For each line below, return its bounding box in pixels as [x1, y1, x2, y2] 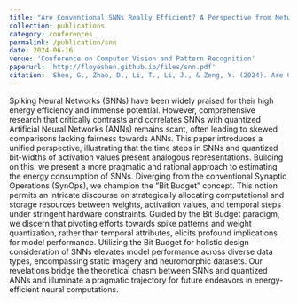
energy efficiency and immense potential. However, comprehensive [9, 104, 255, 116]
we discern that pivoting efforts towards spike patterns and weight [9, 218, 253, 228]
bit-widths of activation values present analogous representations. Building [9, 152, 284, 163]
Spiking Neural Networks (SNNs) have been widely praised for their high [9, 95, 274, 106]
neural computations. [41, 283, 119, 294]
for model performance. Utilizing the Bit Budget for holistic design [9, 236, 250, 247]
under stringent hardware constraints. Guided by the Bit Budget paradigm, [9, 208, 280, 219]
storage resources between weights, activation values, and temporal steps [9, 199, 282, 210]
